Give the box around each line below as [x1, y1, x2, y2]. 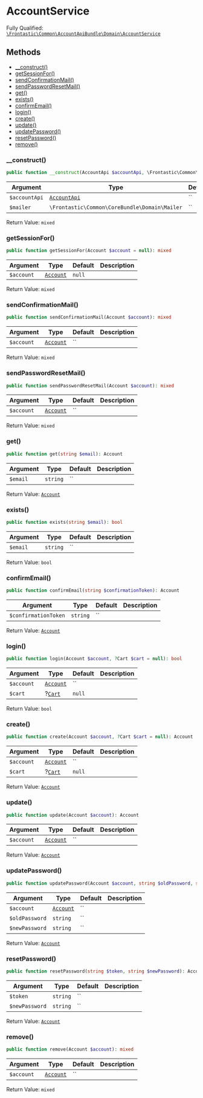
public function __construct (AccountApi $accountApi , [6, 170, 145, 176]
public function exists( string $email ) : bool [6, 519, 123, 525]
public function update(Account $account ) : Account [6, 812, 139, 818]
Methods [6, 47, 41, 58]
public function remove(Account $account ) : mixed [6, 1046, 134, 1053]
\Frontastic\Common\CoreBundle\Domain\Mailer [49, 204, 182, 210]
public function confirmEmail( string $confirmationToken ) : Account [6, 587, 180, 594]
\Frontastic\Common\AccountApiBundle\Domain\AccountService [6, 30, 161, 37]
